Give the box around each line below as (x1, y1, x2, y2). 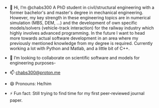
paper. (9, 97, 23, 103)
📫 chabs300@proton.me (9, 70, 61, 75)
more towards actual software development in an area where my (9, 35, 139, 41)
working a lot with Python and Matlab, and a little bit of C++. (9, 46, 130, 51)
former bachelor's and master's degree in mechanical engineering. (9, 10, 143, 15)
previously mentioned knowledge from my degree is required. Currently (9, 40, 153, 46)
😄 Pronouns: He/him (9, 81, 52, 86)
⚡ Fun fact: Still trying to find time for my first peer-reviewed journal (9, 91, 144, 96)
